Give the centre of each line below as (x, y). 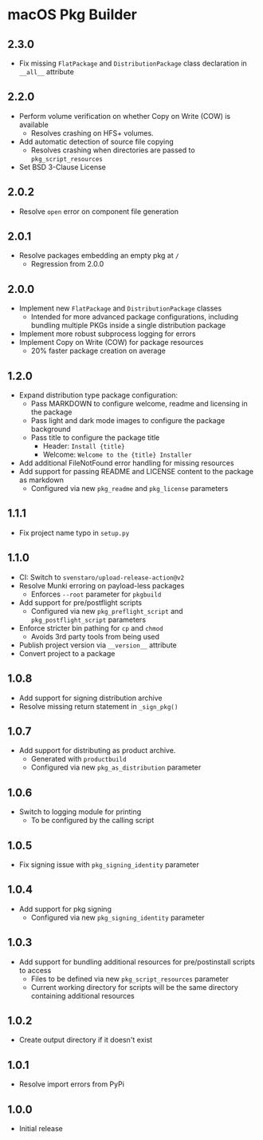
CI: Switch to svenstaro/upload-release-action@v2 (102, 577)
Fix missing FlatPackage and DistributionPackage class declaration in (133, 63)
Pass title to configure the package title (95, 437)
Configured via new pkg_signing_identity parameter (118, 917)
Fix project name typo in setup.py (74, 532)
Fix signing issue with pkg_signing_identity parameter (109, 865)
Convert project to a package (67, 653)
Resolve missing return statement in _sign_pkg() (98, 706)
